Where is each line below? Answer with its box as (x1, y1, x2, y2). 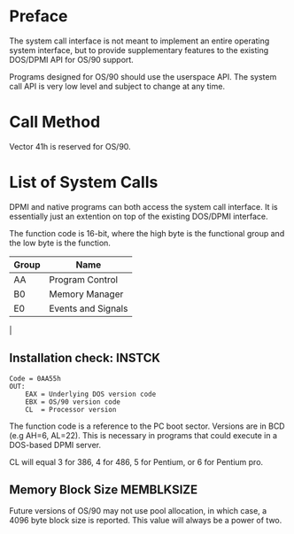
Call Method (9, 112, 101, 132)
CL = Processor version (25, 405, 117, 414)
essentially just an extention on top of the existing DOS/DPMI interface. (9, 211, 268, 221)
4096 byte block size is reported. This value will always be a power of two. (9, 515, 282, 526)
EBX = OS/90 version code (25, 397, 121, 406)
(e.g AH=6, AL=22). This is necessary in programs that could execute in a (9, 430, 277, 440)
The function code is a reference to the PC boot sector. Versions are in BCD (9, 421, 285, 431)
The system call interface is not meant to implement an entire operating (9, 35, 270, 46)
